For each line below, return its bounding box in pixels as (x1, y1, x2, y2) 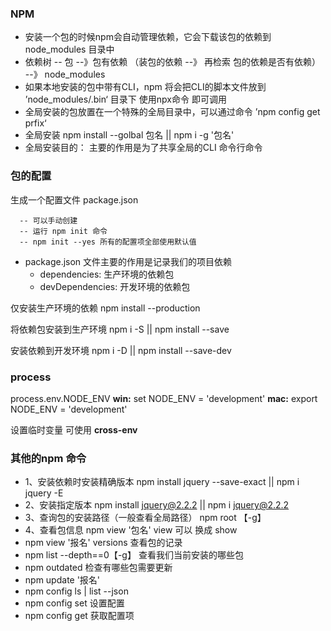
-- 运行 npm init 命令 (19, 226, 108, 236)
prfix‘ (24, 117, 47, 129)
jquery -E (24, 487, 64, 499)
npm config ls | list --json (24, 585, 129, 597)
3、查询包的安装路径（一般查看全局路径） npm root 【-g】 (24, 512, 267, 524)
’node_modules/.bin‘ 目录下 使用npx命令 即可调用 (24, 93, 227, 106)
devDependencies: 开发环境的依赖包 (39, 280, 191, 292)
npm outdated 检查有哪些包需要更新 (24, 562, 173, 574)
